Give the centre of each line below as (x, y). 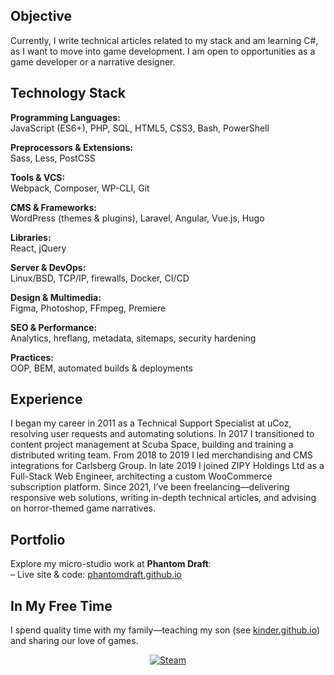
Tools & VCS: (38, 177)
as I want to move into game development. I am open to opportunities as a (163, 51)
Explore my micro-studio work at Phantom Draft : (111, 564)
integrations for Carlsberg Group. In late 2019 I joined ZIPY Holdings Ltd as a (167, 466)
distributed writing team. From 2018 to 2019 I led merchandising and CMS (161, 455)
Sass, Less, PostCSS (53, 158)
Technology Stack (68, 93)
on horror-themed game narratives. (83, 508)
